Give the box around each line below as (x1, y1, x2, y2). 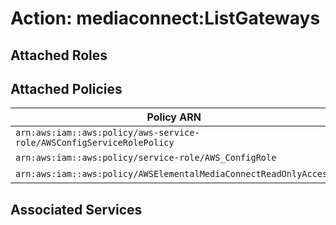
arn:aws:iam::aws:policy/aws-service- (15, 127, 200, 139)
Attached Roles (10, 47, 108, 64)
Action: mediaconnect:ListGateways (10, 7, 321, 30)
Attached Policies (10, 80, 123, 97)
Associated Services (10, 201, 143, 218)
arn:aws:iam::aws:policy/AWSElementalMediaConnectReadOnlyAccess (15, 168, 333, 180)
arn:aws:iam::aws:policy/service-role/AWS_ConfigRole (15, 152, 277, 164)
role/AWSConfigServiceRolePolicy (15, 137, 175, 149)
